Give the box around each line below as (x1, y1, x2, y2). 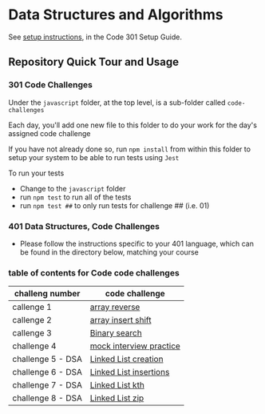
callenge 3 (12, 328, 52, 339)
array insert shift (89, 315, 152, 326)
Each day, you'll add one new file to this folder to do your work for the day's (8, 120, 258, 130)
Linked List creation (89, 354, 164, 365)
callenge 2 (12, 315, 52, 326)
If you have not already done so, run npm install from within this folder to (8, 144, 251, 154)
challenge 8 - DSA (12, 392, 82, 404)
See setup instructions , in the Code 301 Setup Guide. (8, 32, 182, 42)
